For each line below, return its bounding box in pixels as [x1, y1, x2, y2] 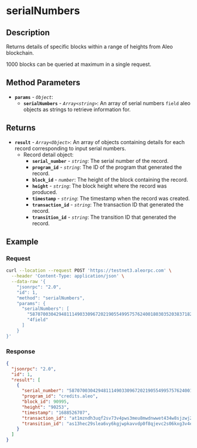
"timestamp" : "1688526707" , [21, 410, 91, 416]
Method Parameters [6, 78, 80, 88]
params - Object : [14, 93, 54, 101]
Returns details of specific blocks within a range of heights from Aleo [6, 43, 173, 50]
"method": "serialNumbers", [16, 295, 85, 301]
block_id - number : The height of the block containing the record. [32, 176, 189, 183]
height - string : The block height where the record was [32, 182, 167, 189]
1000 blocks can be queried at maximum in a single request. [6, 61, 151, 68]
